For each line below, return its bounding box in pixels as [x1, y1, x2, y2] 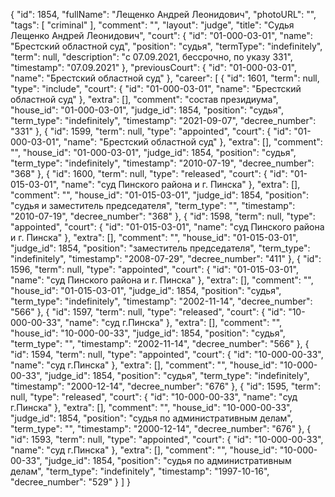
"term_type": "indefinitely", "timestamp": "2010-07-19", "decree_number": [10, 157, 315, 169]
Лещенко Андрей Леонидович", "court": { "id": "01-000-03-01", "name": [10, 30, 313, 41]
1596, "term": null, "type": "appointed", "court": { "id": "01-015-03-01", [10, 264, 299, 275]
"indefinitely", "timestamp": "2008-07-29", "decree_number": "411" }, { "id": [10, 253, 322, 264]
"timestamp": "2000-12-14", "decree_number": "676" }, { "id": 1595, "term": [10, 380, 322, 392]
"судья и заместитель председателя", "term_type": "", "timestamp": [10, 200, 296, 211]
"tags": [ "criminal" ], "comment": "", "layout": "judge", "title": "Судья [10, 19, 295, 31]
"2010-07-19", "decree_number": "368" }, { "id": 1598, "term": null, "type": [10, 210, 316, 222]
